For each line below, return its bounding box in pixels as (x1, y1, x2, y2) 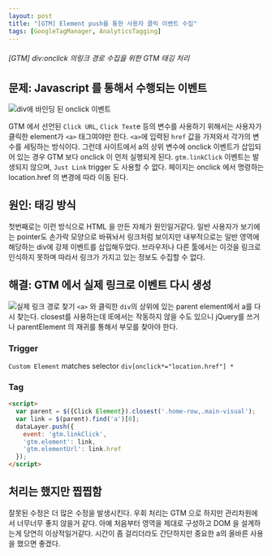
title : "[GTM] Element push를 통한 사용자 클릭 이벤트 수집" (8, 20, 197, 28)
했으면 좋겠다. (16, 538, 61, 548)
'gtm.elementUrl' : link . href (23, 445, 122, 453)
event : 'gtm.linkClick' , (23, 430, 107, 438)
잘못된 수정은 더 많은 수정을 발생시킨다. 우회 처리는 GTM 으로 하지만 (8, 508, 223, 518)
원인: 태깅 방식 (8, 199, 76, 212)
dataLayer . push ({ (15, 422, 75, 431)
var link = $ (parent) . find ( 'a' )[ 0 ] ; (15, 414, 140, 423)
